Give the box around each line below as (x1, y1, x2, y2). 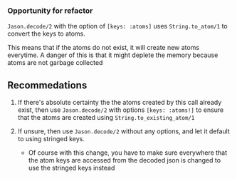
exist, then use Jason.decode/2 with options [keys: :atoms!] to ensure (17, 106, 224, 114)
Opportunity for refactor (7, 6, 93, 16)
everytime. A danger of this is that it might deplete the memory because (7, 51, 218, 59)
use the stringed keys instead (28, 163, 115, 173)
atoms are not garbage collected (7, 58, 103, 67)
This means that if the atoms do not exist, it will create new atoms (7, 44, 200, 52)
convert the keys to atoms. (7, 29, 85, 38)
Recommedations (7, 79, 88, 91)
